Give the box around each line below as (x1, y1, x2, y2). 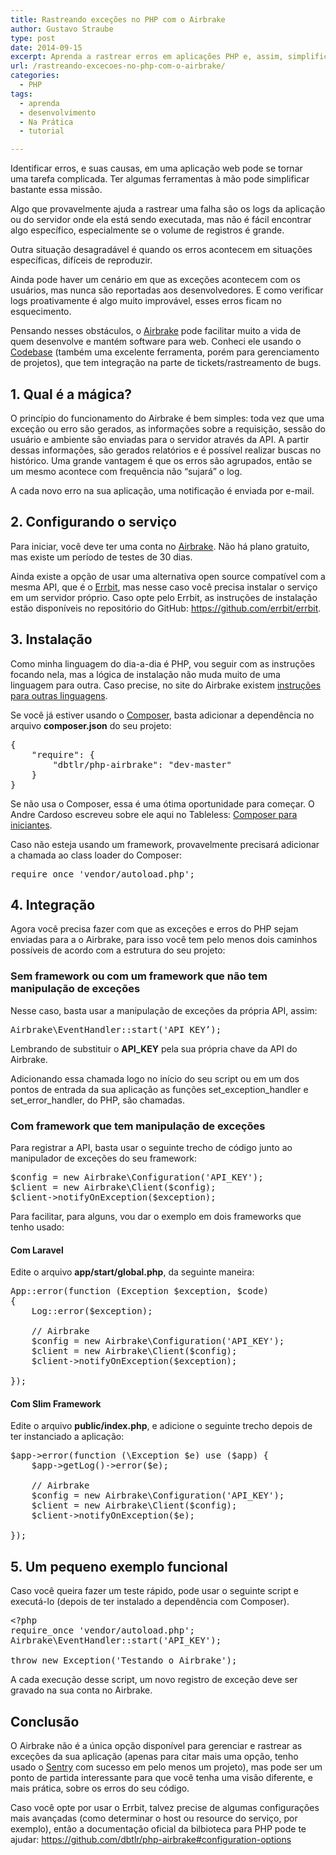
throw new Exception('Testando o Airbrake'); (10, 1655, 238, 1666)
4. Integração (10, 896, 96, 913)
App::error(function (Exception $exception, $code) (10, 1286, 270, 1297)
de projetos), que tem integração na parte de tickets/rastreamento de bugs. (10, 357, 322, 369)
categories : (10, 71, 60, 81)
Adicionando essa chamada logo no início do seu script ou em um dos (10, 1072, 300, 1085)
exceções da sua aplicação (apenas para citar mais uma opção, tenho (10, 1751, 299, 1762)
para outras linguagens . (10, 689, 108, 701)
